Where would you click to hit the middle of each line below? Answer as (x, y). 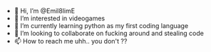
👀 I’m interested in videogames (60, 18)
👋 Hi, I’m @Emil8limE (45, 11)
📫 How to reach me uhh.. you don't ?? (71, 41)
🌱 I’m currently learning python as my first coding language (101, 26)
